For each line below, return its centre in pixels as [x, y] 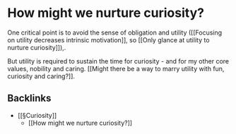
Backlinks [29, 98]
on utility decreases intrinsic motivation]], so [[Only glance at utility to [108, 39]
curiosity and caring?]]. [41, 76]
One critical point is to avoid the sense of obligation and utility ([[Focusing [115, 32]
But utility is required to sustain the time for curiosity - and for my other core [118, 61]
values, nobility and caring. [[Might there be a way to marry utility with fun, [116, 68]
